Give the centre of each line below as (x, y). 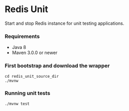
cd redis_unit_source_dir (32, 76)
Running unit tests (28, 93)
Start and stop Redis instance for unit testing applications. (64, 23)
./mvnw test (17, 104)
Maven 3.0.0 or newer (35, 53)
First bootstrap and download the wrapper (57, 66)
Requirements (22, 36)
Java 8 (19, 47)
